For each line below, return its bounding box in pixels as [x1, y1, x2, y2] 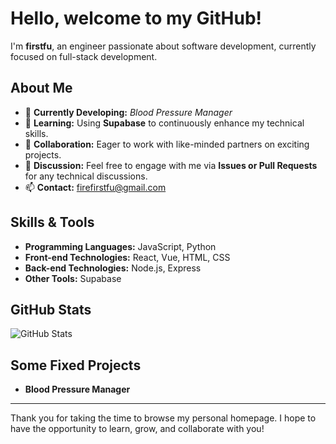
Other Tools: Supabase [24, 272, 122, 284]
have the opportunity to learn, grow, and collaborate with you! [10, 423, 265, 435]
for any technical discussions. [24, 170, 148, 182]
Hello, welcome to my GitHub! [10, 7, 262, 30]
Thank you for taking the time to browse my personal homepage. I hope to [10, 412, 317, 424]
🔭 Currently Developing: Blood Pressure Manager [24, 106, 233, 118]
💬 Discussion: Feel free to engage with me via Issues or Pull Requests [24, 159, 318, 171]
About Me [10, 80, 73, 97]
